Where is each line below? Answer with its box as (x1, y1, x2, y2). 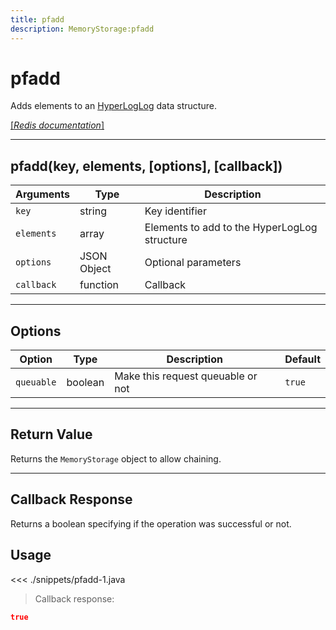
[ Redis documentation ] (10, 119, 105, 131)
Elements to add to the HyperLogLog (144, 221, 318, 235)
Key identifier (144, 204, 207, 218)
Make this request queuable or (114, 369, 258, 383)
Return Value (10, 426, 93, 443)
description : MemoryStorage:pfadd (10, 24, 155, 34)
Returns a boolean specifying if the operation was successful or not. (10, 517, 292, 530)
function (79, 278, 120, 292)
